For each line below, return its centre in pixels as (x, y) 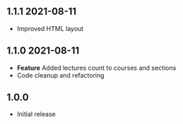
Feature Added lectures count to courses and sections (96, 68)
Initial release (36, 114)
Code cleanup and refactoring (60, 75)
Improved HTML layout (50, 28)
